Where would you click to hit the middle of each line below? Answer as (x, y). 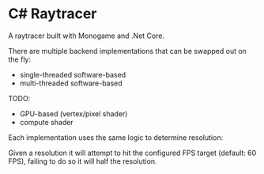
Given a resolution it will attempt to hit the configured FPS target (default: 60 (132, 153)
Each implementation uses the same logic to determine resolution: (116, 137)
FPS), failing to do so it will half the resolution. (83, 161)
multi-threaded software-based (71, 83)
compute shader (46, 122)
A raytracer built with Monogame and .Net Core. (86, 36)
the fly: (20, 59)
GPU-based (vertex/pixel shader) (74, 113)
